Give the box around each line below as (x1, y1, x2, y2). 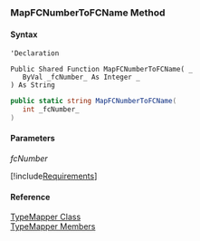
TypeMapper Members (10, 221, 96, 232)
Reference (10, 191, 51, 202)
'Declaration (10, 49, 60, 58)
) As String (10, 81, 55, 90)
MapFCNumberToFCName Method (10, 6, 166, 19)
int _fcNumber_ (22, 105, 80, 114)
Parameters (10, 133, 55, 144)
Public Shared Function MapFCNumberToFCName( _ (10, 65, 194, 74)
